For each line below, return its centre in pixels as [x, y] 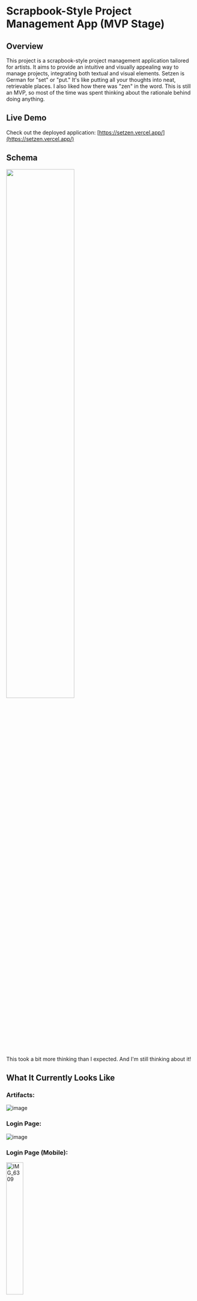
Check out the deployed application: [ [53, 132]
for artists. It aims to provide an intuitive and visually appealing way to [92, 67]
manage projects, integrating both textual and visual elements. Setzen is [95, 73]
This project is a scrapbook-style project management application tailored [98, 61]
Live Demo [26, 118]
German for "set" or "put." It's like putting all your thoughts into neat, [91, 80]
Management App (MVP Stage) [86, 24]
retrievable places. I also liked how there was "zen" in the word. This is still [98, 86]
